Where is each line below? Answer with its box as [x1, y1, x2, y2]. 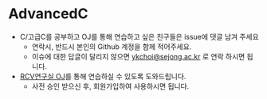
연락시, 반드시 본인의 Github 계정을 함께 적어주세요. [31, 41, 192, 51]
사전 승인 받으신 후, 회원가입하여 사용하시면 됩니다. [31, 81, 190, 91]
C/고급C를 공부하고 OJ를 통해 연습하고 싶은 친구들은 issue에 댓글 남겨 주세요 [19, 32, 259, 41]
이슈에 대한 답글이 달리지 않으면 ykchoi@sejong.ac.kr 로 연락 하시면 [31, 51, 245, 61]
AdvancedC [8, 5, 88, 23]
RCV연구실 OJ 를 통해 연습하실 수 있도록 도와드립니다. [19, 71, 187, 81]
